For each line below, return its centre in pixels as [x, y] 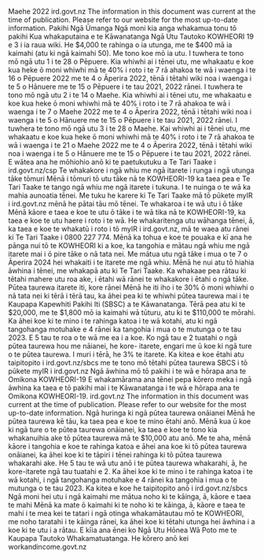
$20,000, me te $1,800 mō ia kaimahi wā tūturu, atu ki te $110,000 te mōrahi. [132, 313]
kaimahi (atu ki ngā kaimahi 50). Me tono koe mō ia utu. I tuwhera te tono [126, 53]
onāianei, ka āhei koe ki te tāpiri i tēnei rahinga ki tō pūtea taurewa [115, 455]
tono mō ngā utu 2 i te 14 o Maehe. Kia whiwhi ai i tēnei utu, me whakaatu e [130, 95]
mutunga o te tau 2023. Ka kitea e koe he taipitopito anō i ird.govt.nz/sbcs [128, 488]
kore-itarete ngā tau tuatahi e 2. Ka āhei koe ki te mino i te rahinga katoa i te [130, 471]
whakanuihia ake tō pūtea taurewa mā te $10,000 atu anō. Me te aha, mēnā [130, 438]
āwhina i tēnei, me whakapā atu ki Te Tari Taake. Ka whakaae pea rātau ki [127, 270]
